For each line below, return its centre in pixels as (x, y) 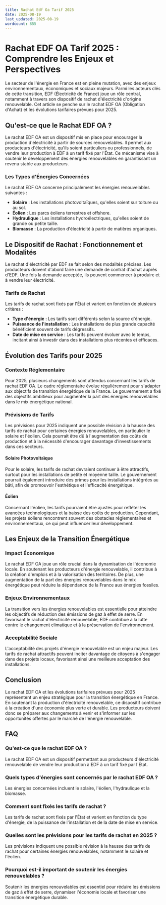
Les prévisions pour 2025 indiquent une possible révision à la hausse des (80, 426)
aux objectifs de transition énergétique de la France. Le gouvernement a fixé (83, 391)
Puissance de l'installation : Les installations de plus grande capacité (83, 324)
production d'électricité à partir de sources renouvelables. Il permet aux (78, 143)
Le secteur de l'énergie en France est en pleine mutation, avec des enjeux (81, 83)
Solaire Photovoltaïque (29, 458)
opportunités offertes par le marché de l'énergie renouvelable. (69, 718)
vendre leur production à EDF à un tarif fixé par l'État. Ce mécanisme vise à (82, 153)
